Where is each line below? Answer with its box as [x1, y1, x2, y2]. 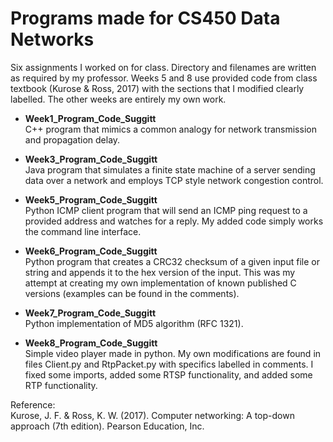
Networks [10, 28, 95, 51]
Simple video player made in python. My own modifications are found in [24, 347, 322, 359]
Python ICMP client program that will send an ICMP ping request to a [24, 204, 308, 216]
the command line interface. [24, 225, 142, 237]
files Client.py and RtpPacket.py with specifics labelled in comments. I [24, 358, 314, 370]
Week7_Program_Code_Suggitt [24, 307, 157, 319]
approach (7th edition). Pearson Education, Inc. [10, 420, 205, 432]
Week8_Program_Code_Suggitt [24, 337, 158, 349]
